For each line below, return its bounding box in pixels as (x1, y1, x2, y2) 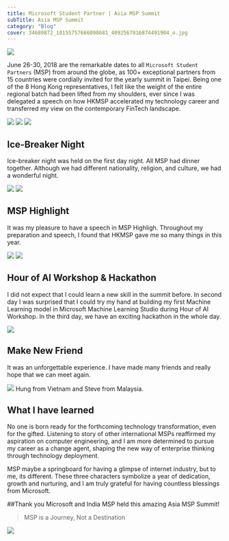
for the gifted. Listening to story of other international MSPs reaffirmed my (7, 430, 216, 438)
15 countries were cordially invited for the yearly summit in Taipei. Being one (7, 75, 222, 84)
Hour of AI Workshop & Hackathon (7, 272, 157, 284)
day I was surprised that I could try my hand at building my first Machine (7, 298, 211, 306)
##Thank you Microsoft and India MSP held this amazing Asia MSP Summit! (7, 500, 220, 508)
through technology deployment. (7, 452, 100, 460)
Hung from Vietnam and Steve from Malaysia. (15, 385, 144, 393)
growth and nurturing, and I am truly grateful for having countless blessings (7, 479, 220, 488)
